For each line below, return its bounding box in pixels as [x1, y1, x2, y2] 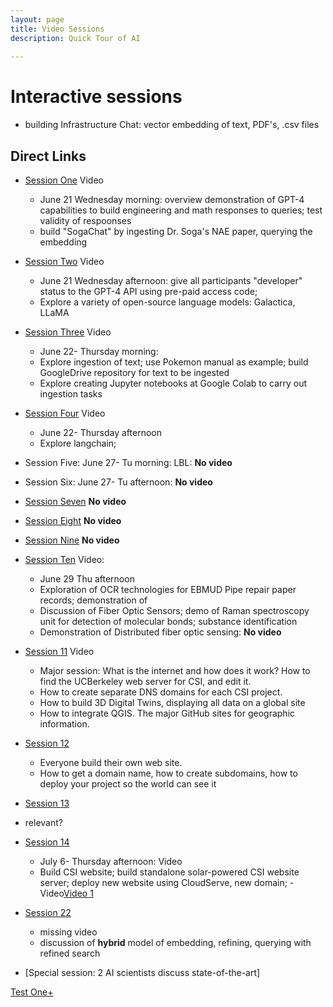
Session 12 [24, 737, 70, 749]
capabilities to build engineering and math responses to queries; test [39, 204, 323, 216]
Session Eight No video [24, 515, 122, 526]
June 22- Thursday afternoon [39, 427, 162, 438]
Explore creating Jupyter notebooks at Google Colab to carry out [39, 377, 308, 389]
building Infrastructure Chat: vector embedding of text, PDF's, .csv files [24, 119, 320, 131]
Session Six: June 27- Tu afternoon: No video [24, 476, 213, 488]
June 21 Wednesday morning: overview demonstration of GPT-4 [39, 194, 305, 205]
